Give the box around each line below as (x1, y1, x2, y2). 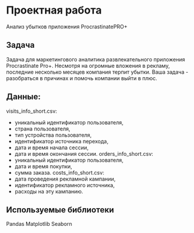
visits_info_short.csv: (6, 107, 57, 114)
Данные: (6, 92, 41, 102)
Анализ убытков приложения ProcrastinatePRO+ (6, 23, 128, 30)
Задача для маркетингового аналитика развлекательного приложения (6, 55, 185, 63)
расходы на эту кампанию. (14, 188, 83, 195)
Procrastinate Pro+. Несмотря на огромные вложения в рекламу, (6, 62, 170, 69)
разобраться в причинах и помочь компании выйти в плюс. (6, 74, 158, 81)
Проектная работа (6, 4, 102, 17)
